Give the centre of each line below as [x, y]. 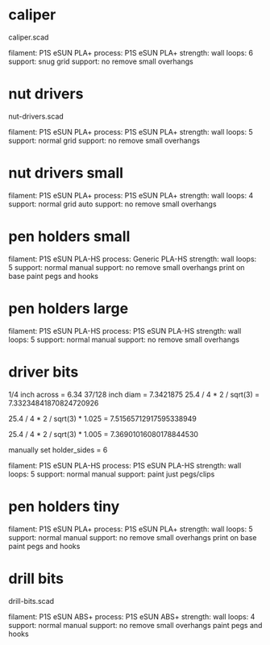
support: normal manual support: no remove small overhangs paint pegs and [135, 625]
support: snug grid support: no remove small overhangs [101, 61]
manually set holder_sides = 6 [58, 450]
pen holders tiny [64, 506]
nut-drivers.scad [36, 116]
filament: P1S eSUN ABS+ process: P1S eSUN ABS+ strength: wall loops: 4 [132, 616]
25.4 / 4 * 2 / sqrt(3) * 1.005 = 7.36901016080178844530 [104, 434]
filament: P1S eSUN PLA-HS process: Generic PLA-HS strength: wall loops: [133, 259]
